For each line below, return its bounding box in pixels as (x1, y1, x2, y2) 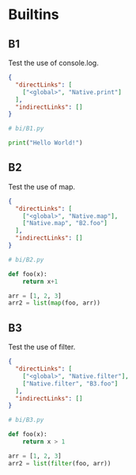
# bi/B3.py (8, 416, 44, 424)
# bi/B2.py (8, 255, 44, 263)
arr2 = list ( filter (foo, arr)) (8, 459, 111, 467)
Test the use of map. (8, 182, 75, 191)
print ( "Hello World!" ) (8, 139, 83, 147)
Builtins (8, 6, 59, 24)
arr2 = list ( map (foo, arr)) (8, 299, 101, 307)
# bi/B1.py (8, 124, 44, 132)
